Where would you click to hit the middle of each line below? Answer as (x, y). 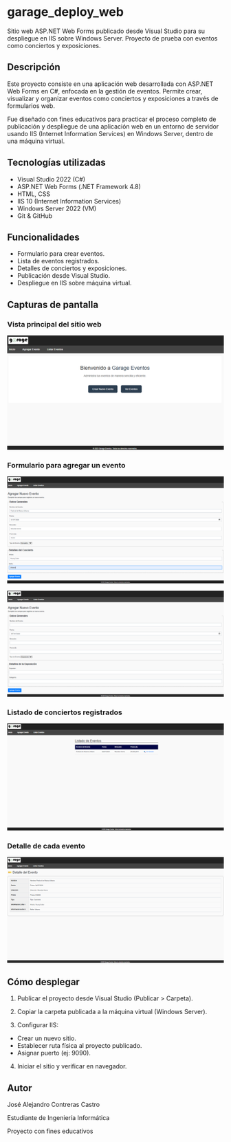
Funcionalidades (44, 237)
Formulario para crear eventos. (61, 254)
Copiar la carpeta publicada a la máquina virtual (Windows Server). (112, 1012)
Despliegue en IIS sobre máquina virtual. (74, 283)
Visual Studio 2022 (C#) (51, 179)
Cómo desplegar (44, 981)
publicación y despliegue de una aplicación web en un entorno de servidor (113, 126)
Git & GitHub (35, 216)
